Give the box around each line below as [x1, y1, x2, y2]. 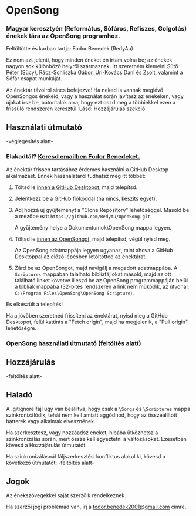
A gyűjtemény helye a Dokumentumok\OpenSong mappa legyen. [14, 224, 172, 231]
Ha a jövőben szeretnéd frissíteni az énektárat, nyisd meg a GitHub [6, 312, 168, 319]
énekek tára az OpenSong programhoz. [6, 32, 120, 40]
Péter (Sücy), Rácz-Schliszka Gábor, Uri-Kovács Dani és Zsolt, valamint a [6, 69, 183, 76]
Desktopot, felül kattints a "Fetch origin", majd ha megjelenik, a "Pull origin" [6, 318, 188, 325]
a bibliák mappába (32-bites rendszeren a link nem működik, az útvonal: [14, 283, 190, 290]
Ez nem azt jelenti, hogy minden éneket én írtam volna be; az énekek [6, 56, 173, 63]
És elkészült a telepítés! [6, 301, 63, 308]
